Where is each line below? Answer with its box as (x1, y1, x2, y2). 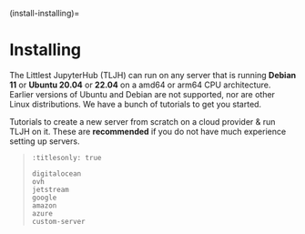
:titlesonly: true (31, 153, 102, 162)
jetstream (31, 185, 70, 194)
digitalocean (31, 168, 82, 178)
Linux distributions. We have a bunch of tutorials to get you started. (9, 98, 262, 109)
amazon (31, 200, 57, 210)
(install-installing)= (9, 8, 80, 18)
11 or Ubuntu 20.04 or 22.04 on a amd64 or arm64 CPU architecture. (9, 79, 271, 90)
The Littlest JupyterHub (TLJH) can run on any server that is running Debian (9, 69, 297, 80)
